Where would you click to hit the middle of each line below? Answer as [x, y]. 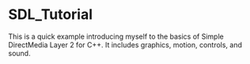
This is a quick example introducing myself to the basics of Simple [116, 36]
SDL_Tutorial [51, 15]
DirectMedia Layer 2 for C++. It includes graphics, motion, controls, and [125, 44]
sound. [19, 53]
